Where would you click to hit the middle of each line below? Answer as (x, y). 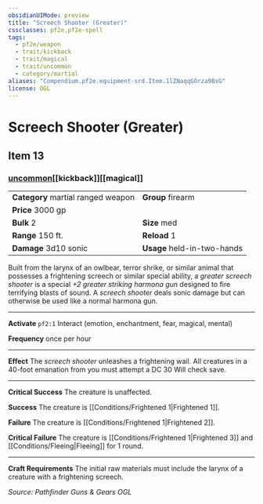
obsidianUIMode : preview (49, 15)
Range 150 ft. (38, 236)
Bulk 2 (24, 223)
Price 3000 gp (39, 210)
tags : (17, 37)
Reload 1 (159, 236)
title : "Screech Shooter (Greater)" (68, 23)
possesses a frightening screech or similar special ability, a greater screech (130, 276)
